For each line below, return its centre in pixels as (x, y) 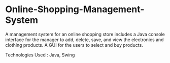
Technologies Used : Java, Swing (40, 55)
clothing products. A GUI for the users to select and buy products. (74, 45)
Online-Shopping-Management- (75, 9)
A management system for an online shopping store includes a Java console (85, 34)
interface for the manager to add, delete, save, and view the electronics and (84, 40)
